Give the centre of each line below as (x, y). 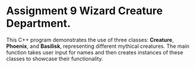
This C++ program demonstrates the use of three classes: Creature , (90, 40)
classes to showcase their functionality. (55, 59)
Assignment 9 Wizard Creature (84, 11)
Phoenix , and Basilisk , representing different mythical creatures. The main (98, 46)
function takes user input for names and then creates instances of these (95, 52)
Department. (38, 23)
